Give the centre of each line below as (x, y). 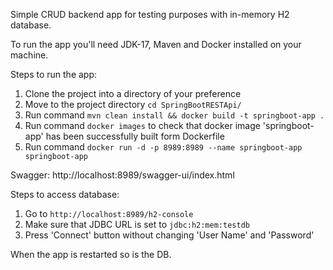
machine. (29, 55)
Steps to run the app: (54, 74)
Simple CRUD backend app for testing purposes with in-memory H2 (150, 14)
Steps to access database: (65, 194)
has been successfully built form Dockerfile (135, 136)
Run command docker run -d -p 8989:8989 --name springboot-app (163, 147)
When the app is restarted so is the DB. (91, 254)
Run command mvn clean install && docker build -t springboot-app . (174, 115)
